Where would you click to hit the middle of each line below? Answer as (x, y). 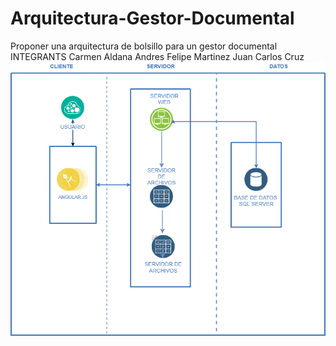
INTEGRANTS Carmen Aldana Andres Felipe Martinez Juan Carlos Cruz (157, 56)
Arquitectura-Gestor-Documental (152, 18)
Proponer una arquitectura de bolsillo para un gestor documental (144, 46)
